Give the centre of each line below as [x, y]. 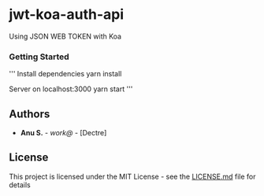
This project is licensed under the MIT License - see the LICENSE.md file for [132, 176]
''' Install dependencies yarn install [65, 74]
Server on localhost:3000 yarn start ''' [71, 89]
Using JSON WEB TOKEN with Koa [65, 36]
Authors [30, 114]
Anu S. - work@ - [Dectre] [63, 133]
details [20, 185]
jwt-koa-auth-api [67, 15]
